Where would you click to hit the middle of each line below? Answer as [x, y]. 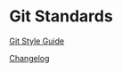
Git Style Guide [37, 41]
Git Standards [61, 16]
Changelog [29, 58]
